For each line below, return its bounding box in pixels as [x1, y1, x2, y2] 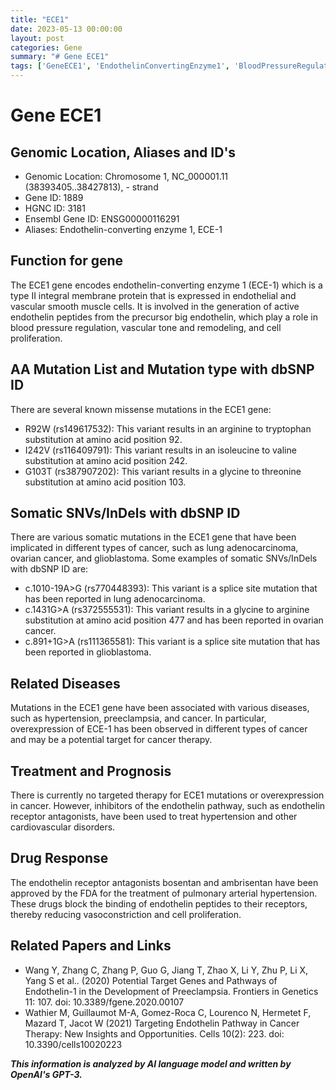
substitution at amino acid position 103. [24, 476, 187, 488]
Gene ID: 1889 [24, 192, 84, 203]
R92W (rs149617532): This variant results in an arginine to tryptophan [24, 422, 312, 435]
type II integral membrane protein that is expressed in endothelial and [10, 289, 297, 301]
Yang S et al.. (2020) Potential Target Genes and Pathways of [24, 974, 278, 986]
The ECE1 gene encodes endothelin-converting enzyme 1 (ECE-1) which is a [10, 279, 323, 291]
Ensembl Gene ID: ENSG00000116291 [24, 213, 180, 225]
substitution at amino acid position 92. [24, 433, 183, 445]
